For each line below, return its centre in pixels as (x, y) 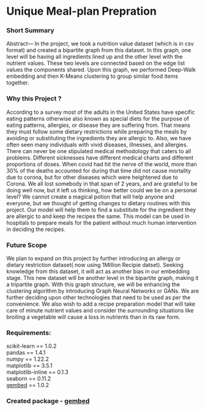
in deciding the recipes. (36, 229)
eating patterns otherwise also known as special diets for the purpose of (98, 118)
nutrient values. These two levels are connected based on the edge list (96, 63)
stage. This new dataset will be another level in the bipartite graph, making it (102, 278)
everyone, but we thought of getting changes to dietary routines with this (99, 203)
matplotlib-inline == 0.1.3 (38, 372)
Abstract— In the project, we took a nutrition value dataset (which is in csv (100, 43)
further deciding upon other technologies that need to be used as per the (99, 298)
